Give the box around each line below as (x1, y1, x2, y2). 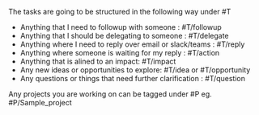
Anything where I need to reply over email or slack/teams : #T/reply (19, 39, 245, 49)
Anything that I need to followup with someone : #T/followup (19, 23, 223, 31)
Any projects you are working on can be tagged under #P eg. (8, 89, 212, 99)
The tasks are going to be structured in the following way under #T (8, 7, 231, 16)
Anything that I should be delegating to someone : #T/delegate (19, 31, 229, 40)
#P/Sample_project (8, 98, 73, 107)
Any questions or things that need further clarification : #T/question (19, 74, 245, 83)
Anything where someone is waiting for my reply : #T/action (19, 48, 220, 57)
